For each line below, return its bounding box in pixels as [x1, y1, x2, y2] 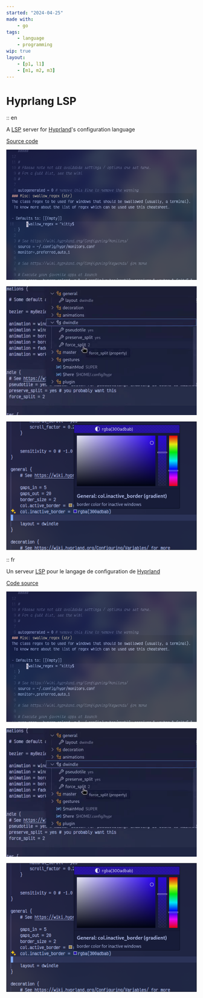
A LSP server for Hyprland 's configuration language [6, 126, 135, 133]
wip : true [6, 48, 31, 55]
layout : [6, 55, 26, 61]
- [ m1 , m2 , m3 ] [17, 67, 56, 73]
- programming [17, 42, 53, 48]
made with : [6, 16, 34, 22]
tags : [6, 29, 20, 35]
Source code [6, 138, 38, 145]
